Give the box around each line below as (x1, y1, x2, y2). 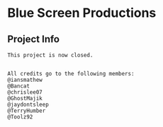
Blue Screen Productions (7, 5, 157, 21)
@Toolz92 (7, 114, 33, 121)
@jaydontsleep (7, 101, 50, 108)
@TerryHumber (7, 107, 46, 114)
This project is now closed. (7, 52, 94, 59)
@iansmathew (7, 76, 43, 83)
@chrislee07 (7, 89, 43, 96)
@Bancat (7, 83, 30, 90)
